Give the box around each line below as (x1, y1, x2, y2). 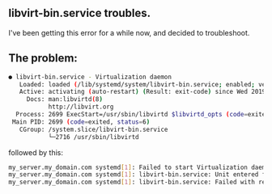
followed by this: (8, 147, 63, 157)
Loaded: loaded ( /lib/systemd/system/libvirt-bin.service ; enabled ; (19, 80, 255, 88)
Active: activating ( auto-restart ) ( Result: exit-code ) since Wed (19, 88, 249, 96)
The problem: (8, 52, 79, 65)
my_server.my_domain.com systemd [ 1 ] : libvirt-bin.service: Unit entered (8, 171, 259, 179)
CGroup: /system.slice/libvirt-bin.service (19, 125, 168, 133)
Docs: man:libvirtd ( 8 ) (26, 95, 104, 103)
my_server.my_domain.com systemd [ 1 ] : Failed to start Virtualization (8, 163, 249, 171)
